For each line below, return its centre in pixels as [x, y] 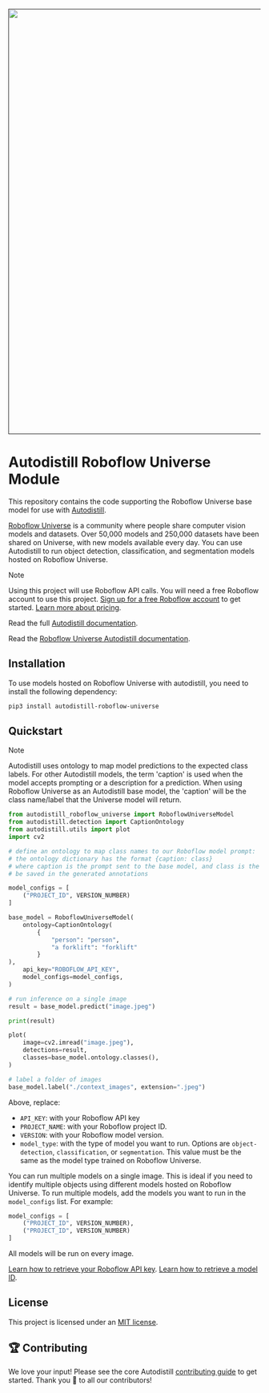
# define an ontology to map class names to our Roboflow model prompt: [132, 851]
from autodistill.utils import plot [69, 829]
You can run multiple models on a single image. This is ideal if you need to [130, 1176]
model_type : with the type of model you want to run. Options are [125, 1143]
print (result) [32, 1021]
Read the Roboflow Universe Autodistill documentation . [99, 638]
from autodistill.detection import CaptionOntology [96, 822]
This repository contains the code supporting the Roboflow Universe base [130, 501]
